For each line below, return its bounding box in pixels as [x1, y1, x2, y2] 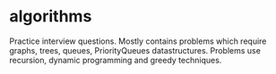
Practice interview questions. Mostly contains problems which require [9, 36, 267, 46]
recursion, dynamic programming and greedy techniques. [9, 54, 222, 65]
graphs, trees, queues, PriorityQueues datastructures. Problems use [9, 45, 262, 55]
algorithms [9, 6, 92, 27]
